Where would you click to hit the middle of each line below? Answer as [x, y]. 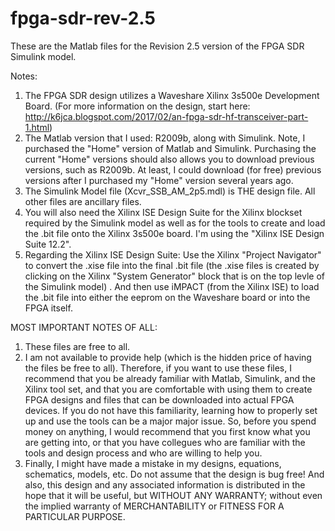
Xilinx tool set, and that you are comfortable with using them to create [168, 389]
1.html [37, 127]
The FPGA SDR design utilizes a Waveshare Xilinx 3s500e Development [172, 95]
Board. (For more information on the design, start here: [137, 106]
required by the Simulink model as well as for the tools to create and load [175, 223]
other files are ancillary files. [83, 201]
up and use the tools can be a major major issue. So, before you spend [170, 421]
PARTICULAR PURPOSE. [75, 516]
